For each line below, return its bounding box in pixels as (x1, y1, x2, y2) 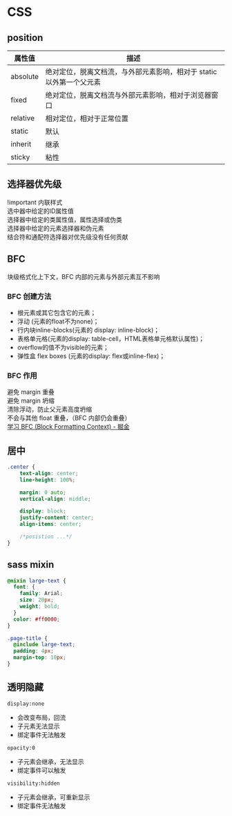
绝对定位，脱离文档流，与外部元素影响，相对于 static (45, 67, 217, 76)
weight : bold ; (19, 603, 60, 610)
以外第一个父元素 (45, 78, 101, 87)
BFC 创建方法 (7, 292, 52, 301)
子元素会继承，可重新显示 (17, 792, 90, 801)
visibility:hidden (7, 780, 60, 787)
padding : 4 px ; (13, 648, 54, 655)
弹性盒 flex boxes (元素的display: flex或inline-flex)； (17, 351, 166, 360)
